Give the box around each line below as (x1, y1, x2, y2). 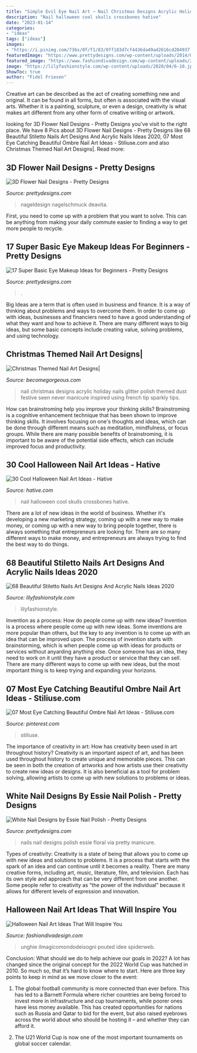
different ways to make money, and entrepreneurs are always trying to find (6, 535, 186, 542)
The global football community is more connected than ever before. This (14, 985, 190, 992)
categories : (6, 25, 35, 31)
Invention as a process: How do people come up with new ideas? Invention (6, 617, 187, 624)
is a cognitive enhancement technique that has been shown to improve (6, 411, 177, 418)
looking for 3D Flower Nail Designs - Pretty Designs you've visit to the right (6, 121, 188, 128)
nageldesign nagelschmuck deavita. (20, 201, 108, 208)
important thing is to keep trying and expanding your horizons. (6, 667, 157, 674)
